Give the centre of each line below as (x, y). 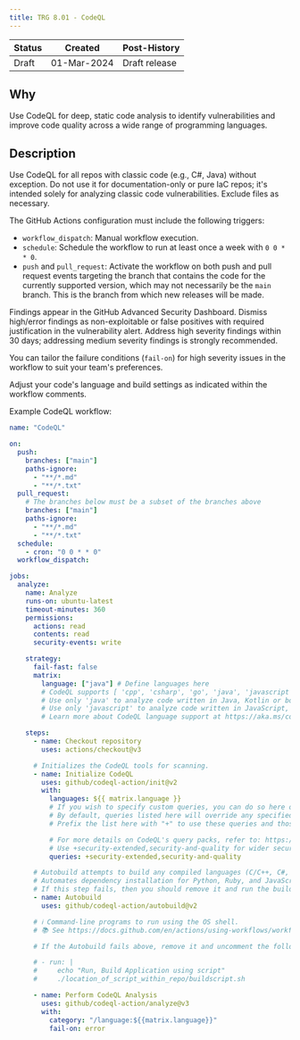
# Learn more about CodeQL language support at (131, 717)
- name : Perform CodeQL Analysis (95, 995)
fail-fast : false (65, 667)
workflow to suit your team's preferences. (86, 368)
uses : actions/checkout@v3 (92, 749)
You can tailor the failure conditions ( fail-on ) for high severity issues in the (147, 358)
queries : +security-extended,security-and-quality (145, 857)
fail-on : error (77, 1028)
